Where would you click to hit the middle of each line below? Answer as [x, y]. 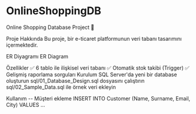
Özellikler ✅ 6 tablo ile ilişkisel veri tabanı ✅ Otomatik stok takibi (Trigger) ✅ [98, 68]
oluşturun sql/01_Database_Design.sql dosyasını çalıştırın [76, 80]
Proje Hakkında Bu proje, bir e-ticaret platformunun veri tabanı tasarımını [94, 38]
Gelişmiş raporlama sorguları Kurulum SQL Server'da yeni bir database [92, 74]
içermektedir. [22, 45]
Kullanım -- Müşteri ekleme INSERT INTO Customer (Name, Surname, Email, [98, 98]
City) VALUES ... [26, 105]
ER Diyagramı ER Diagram [37, 56]
